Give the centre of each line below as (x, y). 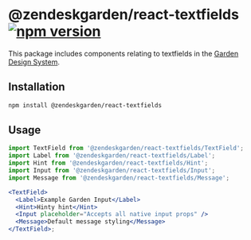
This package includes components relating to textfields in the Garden (124, 53)
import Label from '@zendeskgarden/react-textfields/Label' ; (112, 156)
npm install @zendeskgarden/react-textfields (85, 105)
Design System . (34, 62)
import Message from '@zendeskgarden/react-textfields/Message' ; (119, 178)
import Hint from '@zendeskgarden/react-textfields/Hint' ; (108, 163)
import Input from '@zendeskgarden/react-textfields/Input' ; (112, 171)
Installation (37, 87)
